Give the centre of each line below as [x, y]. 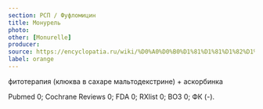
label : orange [31, 60]
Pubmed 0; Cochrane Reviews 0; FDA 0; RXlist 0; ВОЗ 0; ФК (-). [112, 96]
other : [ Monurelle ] [40, 37]
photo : [19, 30]
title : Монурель [34, 23]
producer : [24, 45]
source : [21, 52]
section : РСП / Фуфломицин [52, 15]
